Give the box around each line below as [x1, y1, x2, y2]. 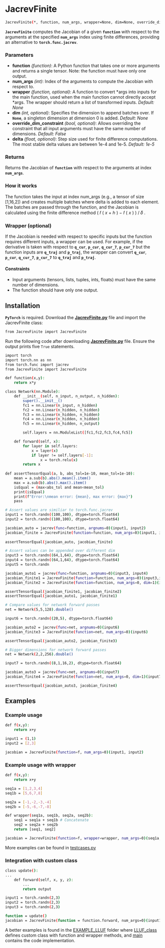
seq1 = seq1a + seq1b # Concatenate [14, 818, 89, 823]
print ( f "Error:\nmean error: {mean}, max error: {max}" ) [14, 494, 133, 499]
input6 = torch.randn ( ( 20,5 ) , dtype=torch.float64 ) [5, 616, 113, 621]
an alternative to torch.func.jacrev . [5, 39, 78, 45]
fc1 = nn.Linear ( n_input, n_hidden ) [23, 403, 98, 408]
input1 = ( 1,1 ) [5, 736, 36, 741]
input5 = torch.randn [5, 562, 50, 567]
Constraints [5, 265, 30, 272]
